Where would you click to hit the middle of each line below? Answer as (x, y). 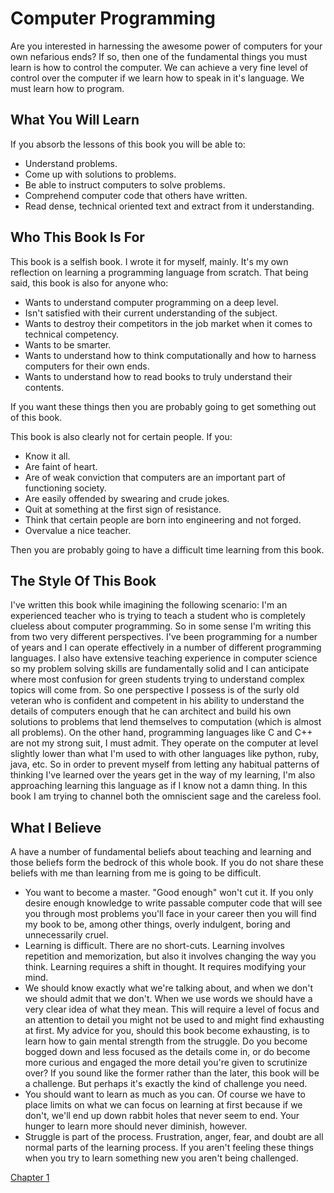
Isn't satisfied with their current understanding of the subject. (151, 313)
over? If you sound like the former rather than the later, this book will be (172, 1073)
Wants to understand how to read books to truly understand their (158, 376)
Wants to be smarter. (68, 344)
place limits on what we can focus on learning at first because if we (163, 1105)
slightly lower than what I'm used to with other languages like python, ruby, (165, 754)
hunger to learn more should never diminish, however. (136, 1126)
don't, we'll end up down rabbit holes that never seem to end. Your (162, 1116)
